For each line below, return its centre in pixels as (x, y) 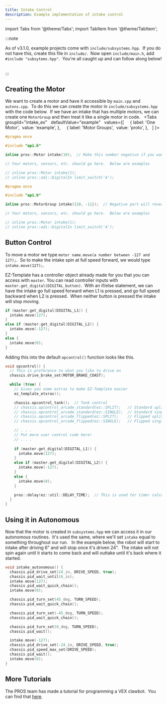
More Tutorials (28, 679)
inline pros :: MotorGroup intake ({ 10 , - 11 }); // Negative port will (78, 204)
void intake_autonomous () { (34, 567)
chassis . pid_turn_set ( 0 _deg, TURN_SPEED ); (54, 627)
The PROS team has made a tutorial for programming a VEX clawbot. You (81, 691)
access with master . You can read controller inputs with (62, 280)
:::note (12, 38)
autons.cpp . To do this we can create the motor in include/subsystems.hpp (82, 106)
